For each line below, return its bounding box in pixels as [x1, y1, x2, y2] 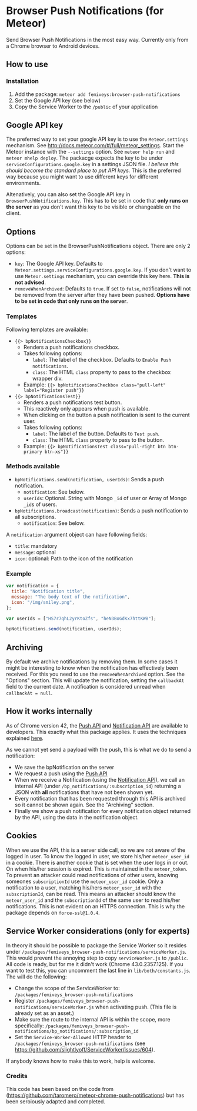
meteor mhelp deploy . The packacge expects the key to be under [6, 154, 163, 161]
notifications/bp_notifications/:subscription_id [14, 1028, 139, 1034]
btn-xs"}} [44, 449, 69, 455]
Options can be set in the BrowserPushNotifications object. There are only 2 [6, 243, 191, 250]
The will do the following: [6, 973, 67, 980]
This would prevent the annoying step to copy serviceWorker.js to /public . [6, 954, 188, 961]
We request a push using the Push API [14, 770, 108, 777]
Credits [6, 1072, 28, 1080]
